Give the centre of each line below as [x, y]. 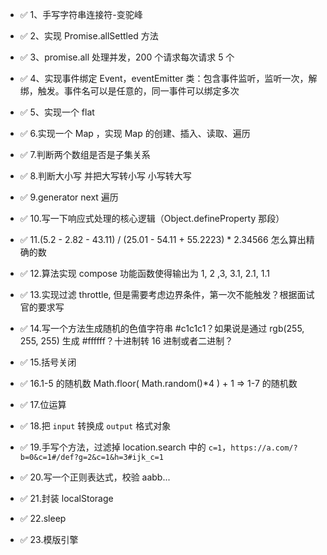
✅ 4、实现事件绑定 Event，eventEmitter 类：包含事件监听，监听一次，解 [168, 78]
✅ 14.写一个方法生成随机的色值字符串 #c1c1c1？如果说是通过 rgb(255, [162, 328]
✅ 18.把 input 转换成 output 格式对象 [95, 426]
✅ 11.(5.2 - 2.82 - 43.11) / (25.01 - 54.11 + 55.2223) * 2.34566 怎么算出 [163, 239]
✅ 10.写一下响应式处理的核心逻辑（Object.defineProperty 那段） [152, 218]
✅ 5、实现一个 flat [57, 112]
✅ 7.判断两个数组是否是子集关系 [85, 154]
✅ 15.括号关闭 [48, 362]
